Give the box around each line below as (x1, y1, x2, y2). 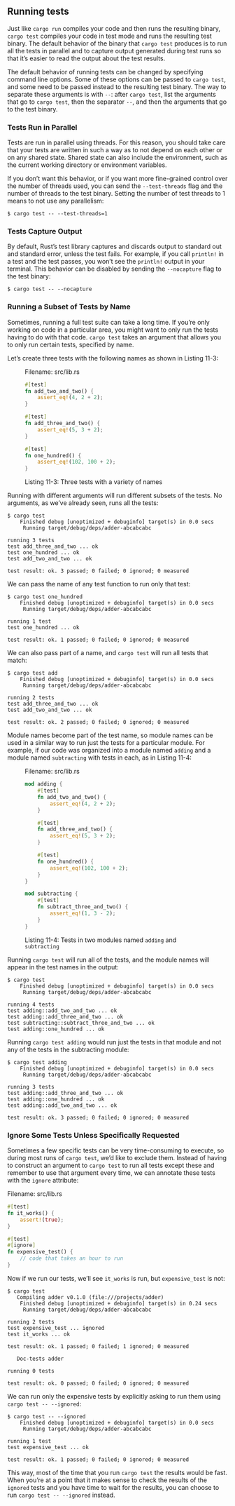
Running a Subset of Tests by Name (7, 302, 131, 311)
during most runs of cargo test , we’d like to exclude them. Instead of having (7, 1154, 227, 1162)
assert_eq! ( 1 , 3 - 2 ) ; (50, 910, 116, 917)
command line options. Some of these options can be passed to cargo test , (7, 75, 226, 83)
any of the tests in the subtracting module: (7, 1045, 129, 1054)
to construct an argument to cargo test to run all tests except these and (7, 1161, 215, 1169)
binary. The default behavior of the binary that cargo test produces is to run (7, 39, 227, 48)
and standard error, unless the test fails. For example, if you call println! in (7, 250, 224, 258)
